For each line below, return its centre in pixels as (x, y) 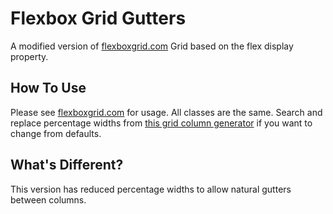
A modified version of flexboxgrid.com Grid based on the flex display (152, 46)
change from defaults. (56, 133)
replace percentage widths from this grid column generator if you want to (161, 123)
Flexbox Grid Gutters (98, 18)
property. (29, 56)
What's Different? (67, 165)
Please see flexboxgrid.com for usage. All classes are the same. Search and (166, 112)
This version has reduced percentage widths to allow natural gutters (151, 189)
